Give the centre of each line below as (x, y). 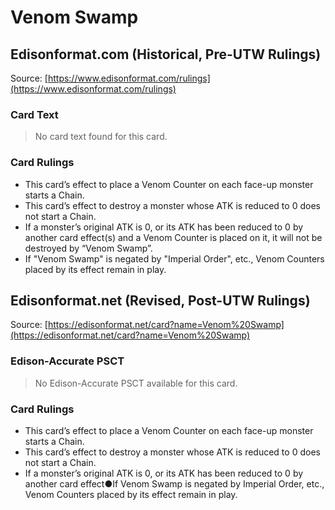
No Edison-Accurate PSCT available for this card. (136, 383)
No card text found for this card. (101, 137)
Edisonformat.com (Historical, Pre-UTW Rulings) (166, 54)
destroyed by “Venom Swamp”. (88, 248)
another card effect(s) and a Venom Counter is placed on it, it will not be (173, 237)
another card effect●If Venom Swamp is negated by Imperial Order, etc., (174, 484)
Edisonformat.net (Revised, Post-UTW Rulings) (160, 300)
